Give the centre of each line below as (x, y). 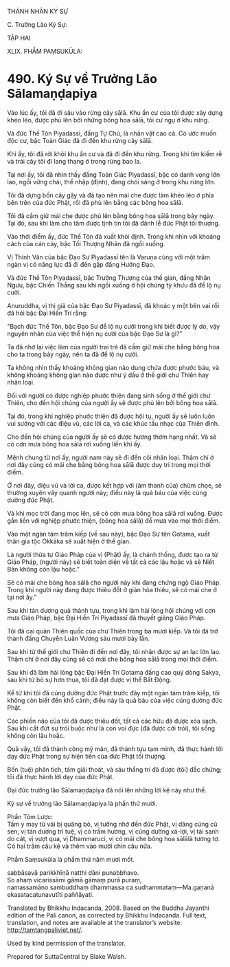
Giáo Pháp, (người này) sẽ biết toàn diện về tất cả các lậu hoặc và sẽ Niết (111, 562)
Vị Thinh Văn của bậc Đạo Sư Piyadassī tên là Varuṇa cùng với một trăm (109, 257)
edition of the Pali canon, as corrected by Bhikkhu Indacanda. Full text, (107, 915)
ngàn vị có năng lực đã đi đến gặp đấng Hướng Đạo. (81, 264)
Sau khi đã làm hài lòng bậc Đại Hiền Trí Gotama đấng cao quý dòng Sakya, (114, 672)
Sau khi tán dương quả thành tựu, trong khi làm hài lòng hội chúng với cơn (112, 610)
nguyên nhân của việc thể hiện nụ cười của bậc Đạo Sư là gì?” (95, 334)
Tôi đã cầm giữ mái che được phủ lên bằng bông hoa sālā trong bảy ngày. (111, 216)
